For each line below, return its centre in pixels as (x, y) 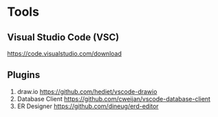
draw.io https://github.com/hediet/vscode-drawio (87, 91)
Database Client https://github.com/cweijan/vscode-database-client (114, 99)
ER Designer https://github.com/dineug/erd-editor (88, 106)
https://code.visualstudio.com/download (64, 53)
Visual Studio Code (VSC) (63, 37)
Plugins (24, 75)
